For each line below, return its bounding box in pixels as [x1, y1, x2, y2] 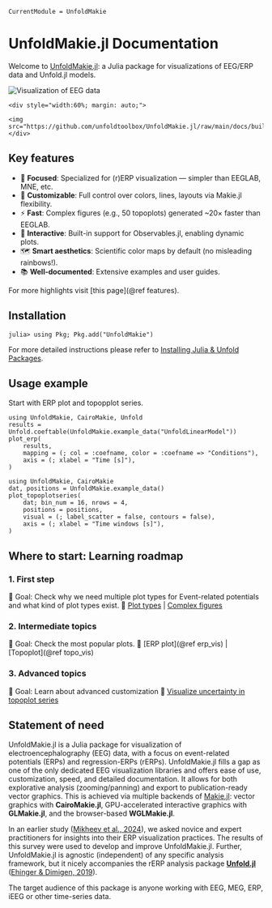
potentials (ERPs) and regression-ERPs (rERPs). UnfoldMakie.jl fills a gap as [8, 757, 261, 767]
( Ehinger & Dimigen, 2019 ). [8, 868, 98, 877]
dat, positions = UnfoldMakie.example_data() [8, 484, 164, 493]
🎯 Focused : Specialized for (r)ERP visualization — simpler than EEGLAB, [19, 173, 261, 182]
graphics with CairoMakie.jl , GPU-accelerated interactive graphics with [8, 800, 247, 810]
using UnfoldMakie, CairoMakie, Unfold [8, 414, 143, 422]
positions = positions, [23, 506, 104, 514]
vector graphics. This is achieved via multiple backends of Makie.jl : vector [8, 791, 255, 801]
